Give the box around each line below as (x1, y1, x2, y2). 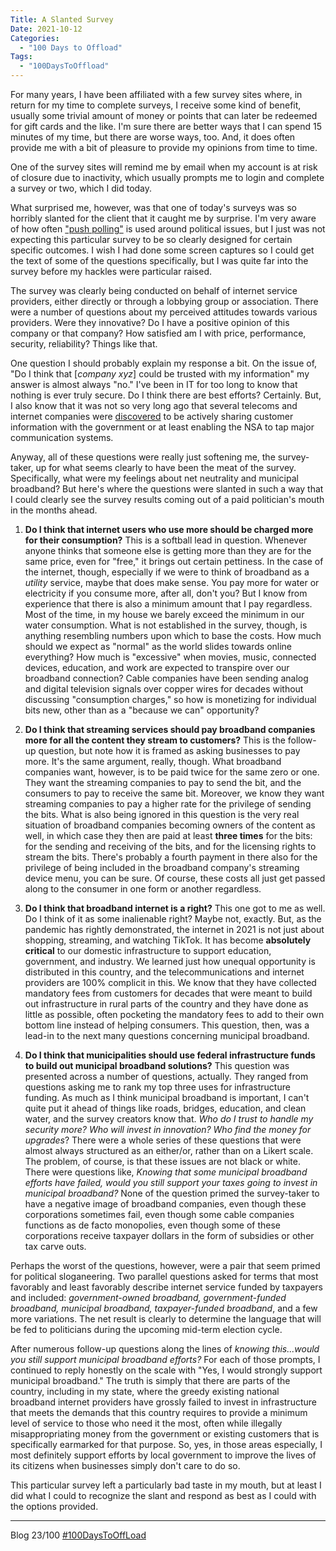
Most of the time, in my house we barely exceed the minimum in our (24, 609, 305, 620)
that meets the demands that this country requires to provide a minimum (10, 1407, 308, 1418)
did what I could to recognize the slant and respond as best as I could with (10, 1490, 317, 1501)
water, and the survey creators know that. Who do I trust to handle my (24, 1113, 314, 1125)
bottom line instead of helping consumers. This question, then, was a (24, 1019, 310, 1031)
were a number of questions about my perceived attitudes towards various (10, 306, 318, 318)
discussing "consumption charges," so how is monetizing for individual (24, 694, 317, 705)
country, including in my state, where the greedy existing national (10, 1386, 280, 1397)
